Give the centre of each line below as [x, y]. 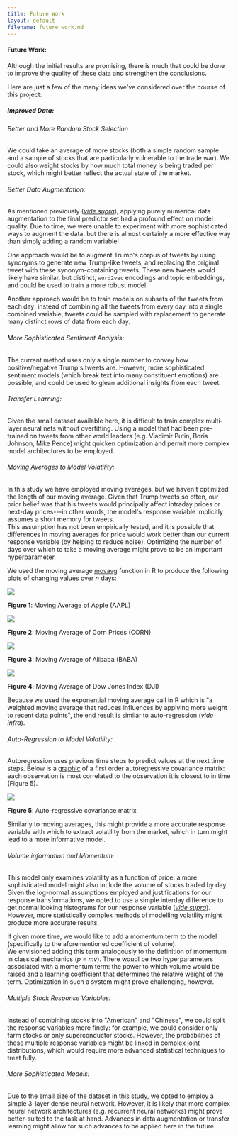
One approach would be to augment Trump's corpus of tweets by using [112, 255]
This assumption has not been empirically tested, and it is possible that [111, 526]
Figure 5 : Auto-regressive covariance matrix [72, 811]
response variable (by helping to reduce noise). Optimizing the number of [114, 542]
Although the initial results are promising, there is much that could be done [116, 65]
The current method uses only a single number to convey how [98, 360]
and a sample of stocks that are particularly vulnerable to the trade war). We [119, 158]
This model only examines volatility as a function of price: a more [102, 877]
